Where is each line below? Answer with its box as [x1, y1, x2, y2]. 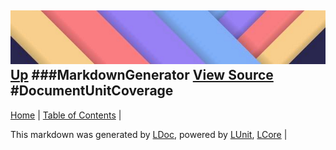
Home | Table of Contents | [10, 109, 122, 121]
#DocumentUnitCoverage [10, 82, 174, 100]
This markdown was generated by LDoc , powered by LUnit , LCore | [10, 128, 288, 140]
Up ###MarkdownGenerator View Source [10, 67, 274, 84]
